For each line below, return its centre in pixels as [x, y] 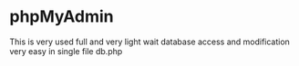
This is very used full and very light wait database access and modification [149, 42]
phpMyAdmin [62, 17]
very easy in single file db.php [66, 51]
